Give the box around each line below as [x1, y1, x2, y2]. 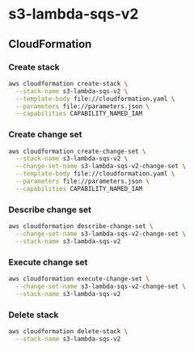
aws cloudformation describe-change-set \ [8, 222, 154, 230]
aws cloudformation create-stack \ [8, 79, 129, 87]
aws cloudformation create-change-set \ [8, 147, 147, 155]
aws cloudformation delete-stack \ [8, 327, 129, 336]
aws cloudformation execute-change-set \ [8, 275, 150, 283]
